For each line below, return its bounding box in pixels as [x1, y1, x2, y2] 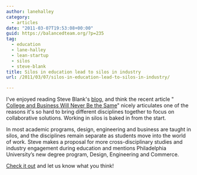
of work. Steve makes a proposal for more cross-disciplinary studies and [6, 138, 183, 146]
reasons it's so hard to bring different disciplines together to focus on [6, 108, 175, 115]
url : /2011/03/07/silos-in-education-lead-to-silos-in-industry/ [6, 74, 170, 80]
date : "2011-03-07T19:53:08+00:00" [6, 25, 94, 31]
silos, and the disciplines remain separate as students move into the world [6, 132, 186, 139]
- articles [11, 19, 38, 25]
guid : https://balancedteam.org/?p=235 [6, 31, 104, 37]
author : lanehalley [6, 8, 54, 15]
